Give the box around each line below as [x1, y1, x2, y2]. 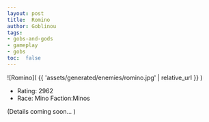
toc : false [7, 55, 41, 62]
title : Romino [7, 16, 51, 23]
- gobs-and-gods [7, 36, 53, 42]
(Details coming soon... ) [7, 107, 76, 115]
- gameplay [7, 42, 38, 49]
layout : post [7, 10, 44, 17]
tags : [7, 29, 23, 36]
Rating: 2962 [16, 86, 53, 95]
